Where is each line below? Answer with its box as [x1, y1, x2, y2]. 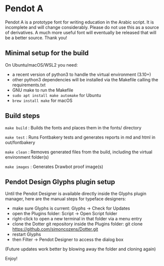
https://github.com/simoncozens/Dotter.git [12, 226, 98, 232]
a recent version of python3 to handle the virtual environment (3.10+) [12, 72, 151, 77]
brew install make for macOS [12, 97, 72, 103]
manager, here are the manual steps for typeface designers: [5, 196, 126, 202]
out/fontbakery [5, 139, 35, 145]
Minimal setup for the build [5, 49, 89, 57]
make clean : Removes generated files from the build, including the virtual [5, 149, 153, 155]
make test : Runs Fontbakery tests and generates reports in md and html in [5, 134, 156, 140]
